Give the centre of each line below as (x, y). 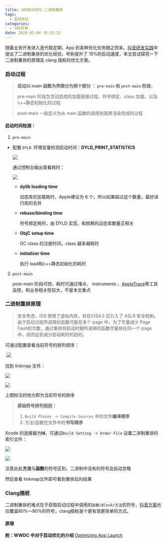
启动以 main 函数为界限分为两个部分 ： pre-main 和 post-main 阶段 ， (86, 86)
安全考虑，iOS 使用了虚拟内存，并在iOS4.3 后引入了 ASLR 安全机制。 (88, 316)
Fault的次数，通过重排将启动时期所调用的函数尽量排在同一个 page (84, 328)
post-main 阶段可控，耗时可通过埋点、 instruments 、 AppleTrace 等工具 (85, 283)
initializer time (35, 253)
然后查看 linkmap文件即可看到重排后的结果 (49, 479)
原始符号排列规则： (37, 405)
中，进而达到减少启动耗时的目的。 (52, 334)
